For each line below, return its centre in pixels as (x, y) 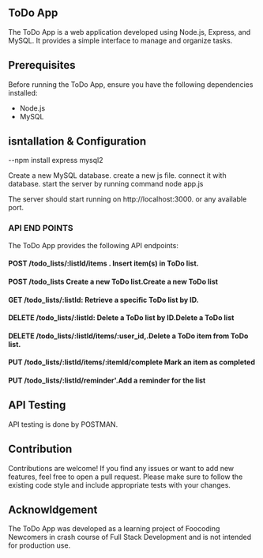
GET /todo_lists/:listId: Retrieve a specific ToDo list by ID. (103, 300)
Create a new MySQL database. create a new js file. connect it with (117, 175)
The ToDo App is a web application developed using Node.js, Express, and (130, 32)
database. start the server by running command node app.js (106, 184)
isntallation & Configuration (77, 141)
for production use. (39, 545)
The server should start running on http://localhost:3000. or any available (128, 199)
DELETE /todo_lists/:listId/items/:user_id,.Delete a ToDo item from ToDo (128, 336)
